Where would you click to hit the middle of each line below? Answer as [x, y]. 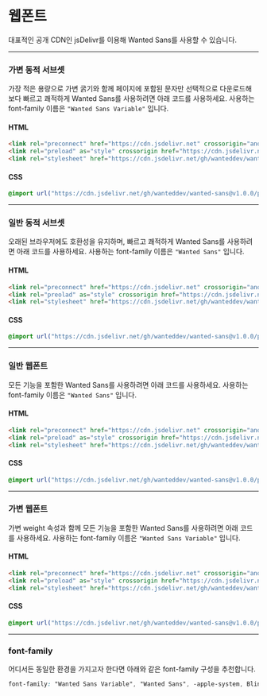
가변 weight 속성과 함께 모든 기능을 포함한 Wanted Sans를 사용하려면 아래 [123, 528]
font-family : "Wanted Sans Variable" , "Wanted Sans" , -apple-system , [126, 684]
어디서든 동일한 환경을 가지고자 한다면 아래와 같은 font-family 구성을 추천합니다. [132, 669]
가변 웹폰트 [28, 509]
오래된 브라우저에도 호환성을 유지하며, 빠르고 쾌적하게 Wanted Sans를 [117, 242]
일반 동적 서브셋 [37, 223]
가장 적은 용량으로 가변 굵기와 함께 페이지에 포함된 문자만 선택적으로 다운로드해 [130, 89]
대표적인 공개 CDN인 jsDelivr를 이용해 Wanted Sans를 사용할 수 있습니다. [122, 40]
